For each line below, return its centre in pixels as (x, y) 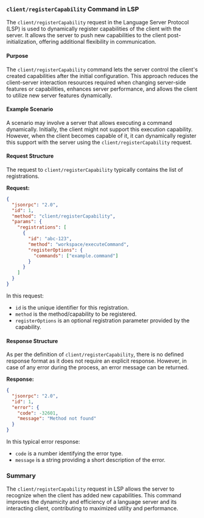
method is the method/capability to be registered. (76, 314)
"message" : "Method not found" (57, 419)
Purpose (17, 55)
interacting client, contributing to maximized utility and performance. (92, 508)
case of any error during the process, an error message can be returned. (97, 367)
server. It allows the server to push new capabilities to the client (86, 35)
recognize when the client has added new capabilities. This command (94, 495)
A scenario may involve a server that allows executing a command (89, 122)
